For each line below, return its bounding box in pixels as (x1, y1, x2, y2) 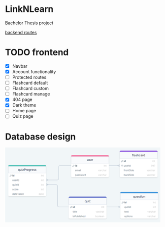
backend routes (5, 29, 37, 35)
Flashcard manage (12, 91, 50, 97)
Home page (12, 108, 36, 114)
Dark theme (12, 102, 36, 108)
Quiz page (12, 113, 33, 119)
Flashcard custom (12, 86, 49, 91)
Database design (5, 131, 76, 142)
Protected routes (12, 74, 47, 80)
